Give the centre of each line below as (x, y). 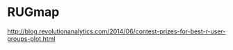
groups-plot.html (31, 38)
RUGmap (33, 12)
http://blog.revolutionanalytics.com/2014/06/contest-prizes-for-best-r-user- (116, 31)
